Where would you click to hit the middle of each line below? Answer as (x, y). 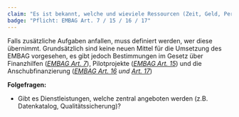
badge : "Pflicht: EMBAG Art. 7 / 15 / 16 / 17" (79, 21)
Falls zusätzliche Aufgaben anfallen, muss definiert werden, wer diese (110, 40)
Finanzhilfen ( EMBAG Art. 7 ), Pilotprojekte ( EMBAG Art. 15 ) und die (105, 63)
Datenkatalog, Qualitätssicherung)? (69, 106)
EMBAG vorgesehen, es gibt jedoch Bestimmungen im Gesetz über (106, 56)
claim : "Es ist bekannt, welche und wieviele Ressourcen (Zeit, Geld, (114, 14)
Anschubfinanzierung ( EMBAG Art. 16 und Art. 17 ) (80, 71)
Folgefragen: (27, 84)
